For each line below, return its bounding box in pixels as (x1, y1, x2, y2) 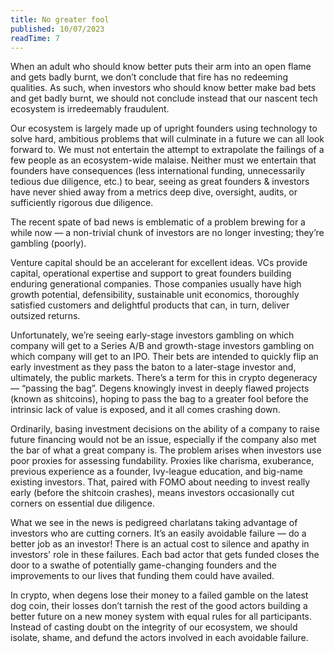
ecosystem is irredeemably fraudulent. (10, 103, 170, 115)
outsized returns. (10, 310, 81, 322)
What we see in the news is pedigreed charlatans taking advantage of (10, 517, 298, 529)
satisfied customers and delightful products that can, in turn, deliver (10, 299, 290, 311)
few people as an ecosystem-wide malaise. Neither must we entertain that (10, 154, 317, 166)
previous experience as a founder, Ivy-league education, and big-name (10, 466, 303, 478)
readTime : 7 (10, 33, 60, 43)
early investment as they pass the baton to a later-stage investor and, (10, 361, 297, 373)
